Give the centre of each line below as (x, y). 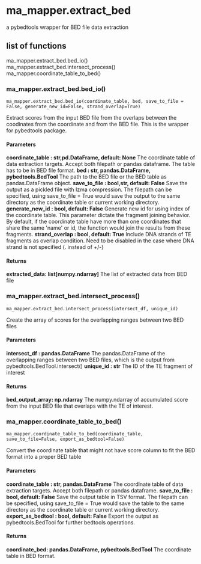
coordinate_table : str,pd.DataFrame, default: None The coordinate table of (101, 158)
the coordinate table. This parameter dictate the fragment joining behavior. (98, 215)
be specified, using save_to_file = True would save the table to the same (95, 503)
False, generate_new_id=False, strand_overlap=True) (73, 107)
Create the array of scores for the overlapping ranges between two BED (95, 320)
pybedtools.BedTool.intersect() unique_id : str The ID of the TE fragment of (100, 366)
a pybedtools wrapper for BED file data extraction (67, 27)
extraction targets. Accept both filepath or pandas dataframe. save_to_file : (100, 490)
